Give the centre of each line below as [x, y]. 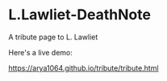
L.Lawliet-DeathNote [80, 15]
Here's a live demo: [40, 52]
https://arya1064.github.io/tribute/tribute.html [83, 68]
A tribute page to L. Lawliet [53, 37]
